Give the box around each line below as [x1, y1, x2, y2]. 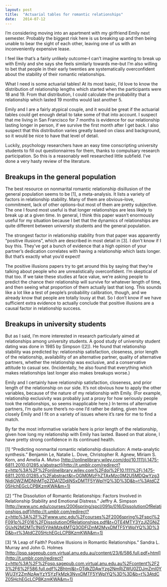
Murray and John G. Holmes [5, 545, 63, 550]
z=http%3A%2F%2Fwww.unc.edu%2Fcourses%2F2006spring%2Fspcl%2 [5, 514, 160, 519]
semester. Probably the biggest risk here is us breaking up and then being [5, 35, 157, 41]
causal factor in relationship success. [5, 305, 82, 311]
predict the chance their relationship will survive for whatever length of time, [5, 279, 162, 285]
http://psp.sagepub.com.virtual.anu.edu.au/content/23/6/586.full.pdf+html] [6, 550, 161, 556]
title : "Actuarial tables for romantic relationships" [5, 12, 123, 17]
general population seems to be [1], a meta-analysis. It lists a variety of [5, 191, 150, 197]
